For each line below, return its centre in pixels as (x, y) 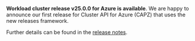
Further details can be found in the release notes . (67, 32)
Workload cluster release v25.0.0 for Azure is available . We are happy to (98, 8)
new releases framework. (37, 21)
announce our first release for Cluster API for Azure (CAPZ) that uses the (96, 15)
